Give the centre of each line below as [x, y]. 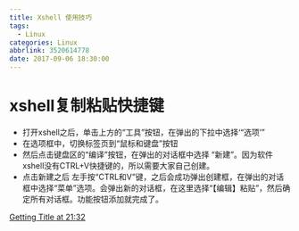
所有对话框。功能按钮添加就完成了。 [96, 199]
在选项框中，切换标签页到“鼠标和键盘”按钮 [100, 143]
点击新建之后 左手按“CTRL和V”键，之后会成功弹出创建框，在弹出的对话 [153, 177]
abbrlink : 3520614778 [50, 51]
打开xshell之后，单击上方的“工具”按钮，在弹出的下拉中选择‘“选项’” [144, 132]
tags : [19, 26]
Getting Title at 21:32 [48, 217]
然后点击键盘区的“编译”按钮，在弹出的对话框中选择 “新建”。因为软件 [148, 154]
